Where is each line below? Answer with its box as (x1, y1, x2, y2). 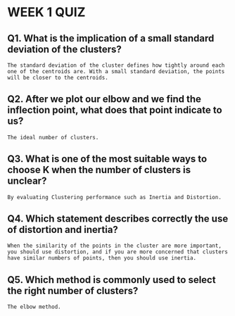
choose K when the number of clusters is (7, 164, 191, 176)
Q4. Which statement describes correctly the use (7, 213, 229, 225)
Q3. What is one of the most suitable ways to (7, 153, 208, 165)
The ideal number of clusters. (7, 134, 99, 141)
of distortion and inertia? (7, 224, 118, 236)
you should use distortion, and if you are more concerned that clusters (7, 248, 229, 255)
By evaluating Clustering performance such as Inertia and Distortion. (7, 194, 222, 201)
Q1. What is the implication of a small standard (7, 32, 215, 44)
